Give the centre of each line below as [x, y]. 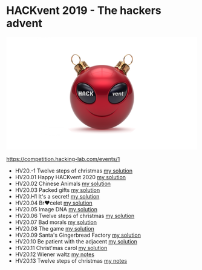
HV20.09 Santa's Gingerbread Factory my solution [78, 235]
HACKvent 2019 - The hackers [84, 11]
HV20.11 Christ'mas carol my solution [61, 248]
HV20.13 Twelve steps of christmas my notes [71, 261]
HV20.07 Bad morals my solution [56, 222]
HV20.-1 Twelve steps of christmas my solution [74, 171]
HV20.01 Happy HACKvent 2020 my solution [70, 177]
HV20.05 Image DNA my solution [56, 209]
